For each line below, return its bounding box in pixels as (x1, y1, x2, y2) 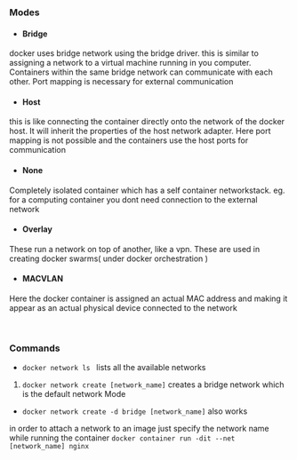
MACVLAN (21, 274, 64, 284)
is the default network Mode (21, 389, 126, 400)
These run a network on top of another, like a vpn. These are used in (9, 243, 261, 254)
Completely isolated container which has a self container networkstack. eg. (9, 185, 285, 195)
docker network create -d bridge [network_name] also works (21, 406, 248, 416)
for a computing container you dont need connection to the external (9, 194, 258, 205)
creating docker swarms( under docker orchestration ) (9, 253, 209, 264)
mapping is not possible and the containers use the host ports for (9, 135, 249, 146)
